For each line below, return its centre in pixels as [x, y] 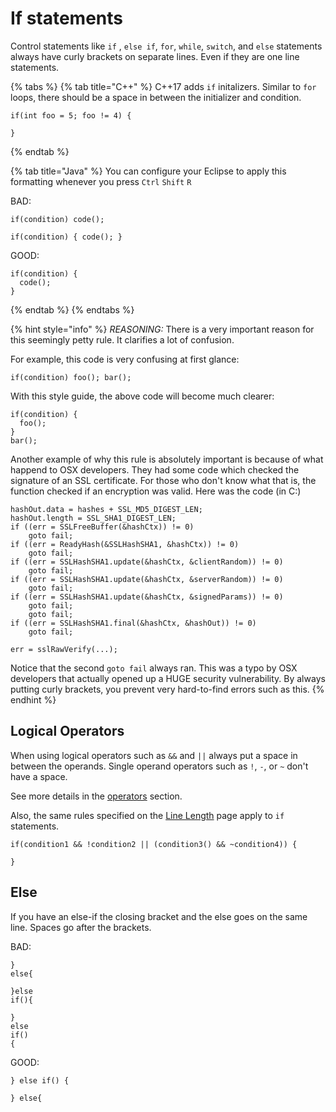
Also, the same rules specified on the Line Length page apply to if [147, 815]
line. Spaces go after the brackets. [81, 927]
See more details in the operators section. [96, 796]
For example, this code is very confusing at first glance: [125, 359]
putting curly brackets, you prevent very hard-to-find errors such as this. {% [167, 689]
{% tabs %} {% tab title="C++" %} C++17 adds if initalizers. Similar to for [163, 86]
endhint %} [33, 699]
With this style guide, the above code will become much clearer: [142, 396]
